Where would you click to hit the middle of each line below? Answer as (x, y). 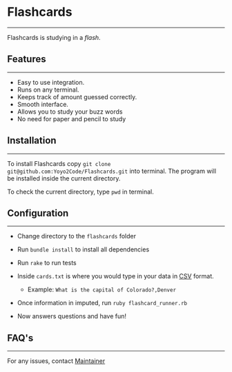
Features (27, 59)
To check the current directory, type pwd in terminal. (80, 192)
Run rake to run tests (47, 263)
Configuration (38, 213)
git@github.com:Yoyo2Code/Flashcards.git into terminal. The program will (112, 171)
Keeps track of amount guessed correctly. (77, 96)
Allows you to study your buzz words (70, 112)
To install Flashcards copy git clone (59, 163)
